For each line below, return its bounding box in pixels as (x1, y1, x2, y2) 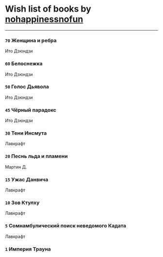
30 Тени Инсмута (5, 130, 47, 137)
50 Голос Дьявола (5, 84, 49, 90)
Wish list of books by (5, 3, 91, 15)
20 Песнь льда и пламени (5, 153, 68, 160)
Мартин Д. (5, 164, 27, 170)
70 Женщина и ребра (5, 37, 57, 44)
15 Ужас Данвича (5, 176, 49, 183)
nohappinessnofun (5, 14, 83, 25)
